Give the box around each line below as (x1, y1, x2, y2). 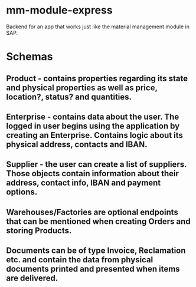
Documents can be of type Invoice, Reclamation (6, 246, 186, 256)
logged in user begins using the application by (6, 121, 180, 131)
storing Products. (6, 225, 72, 236)
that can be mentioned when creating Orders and (6, 216, 191, 226)
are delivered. (6, 273, 58, 283)
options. (6, 187, 38, 197)
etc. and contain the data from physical (6, 255, 153, 265)
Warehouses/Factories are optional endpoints (6, 207, 179, 217)
